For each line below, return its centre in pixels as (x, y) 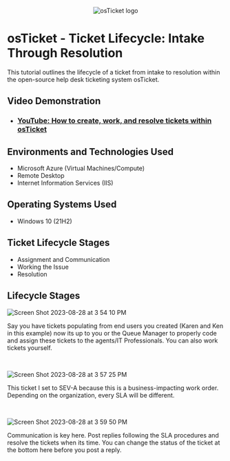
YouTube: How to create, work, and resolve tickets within (114, 121)
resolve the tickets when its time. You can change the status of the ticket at (114, 442)
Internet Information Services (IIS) (65, 183)
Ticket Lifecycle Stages (59, 243)
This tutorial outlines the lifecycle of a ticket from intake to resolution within (114, 72)
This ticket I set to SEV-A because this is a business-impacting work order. (113, 388)
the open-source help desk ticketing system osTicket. (83, 79)
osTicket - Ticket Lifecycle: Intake (106, 39)
